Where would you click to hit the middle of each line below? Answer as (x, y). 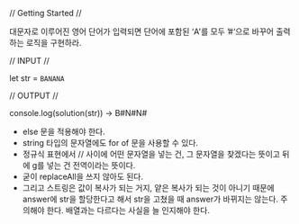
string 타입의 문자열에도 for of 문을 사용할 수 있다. (110, 143)
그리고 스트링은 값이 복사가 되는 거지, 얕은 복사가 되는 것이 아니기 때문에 (148, 188)
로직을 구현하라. (54, 43)
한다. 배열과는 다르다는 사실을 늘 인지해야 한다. (128, 210)
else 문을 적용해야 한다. (63, 131)
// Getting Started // (46, 13)
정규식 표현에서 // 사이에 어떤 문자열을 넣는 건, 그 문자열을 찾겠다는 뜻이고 (151, 154)
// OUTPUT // (34, 95)
